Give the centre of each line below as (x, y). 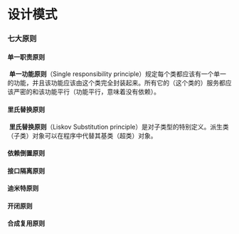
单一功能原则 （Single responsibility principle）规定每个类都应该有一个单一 (117, 74)
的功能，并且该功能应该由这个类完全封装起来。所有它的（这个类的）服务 (113, 83)
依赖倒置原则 (26, 153)
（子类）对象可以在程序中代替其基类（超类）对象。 (82, 135)
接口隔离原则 (26, 171)
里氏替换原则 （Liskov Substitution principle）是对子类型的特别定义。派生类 (119, 127)
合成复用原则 (26, 223)
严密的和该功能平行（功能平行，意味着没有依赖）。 (86, 92)
